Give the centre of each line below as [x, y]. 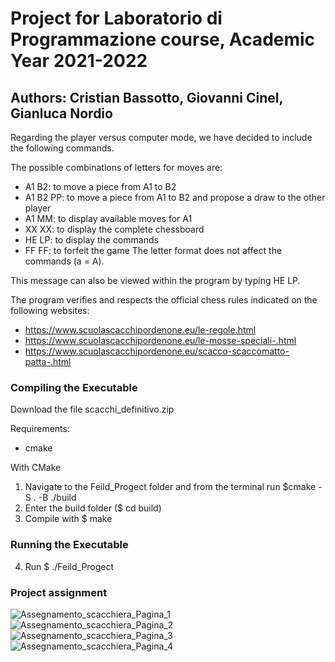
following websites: [50, 310]
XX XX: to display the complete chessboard [114, 229]
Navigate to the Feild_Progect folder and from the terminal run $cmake [170, 487]
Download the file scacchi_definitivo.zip [92, 409]
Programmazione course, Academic [163, 39]
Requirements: [40, 429]
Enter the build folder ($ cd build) [93, 508]
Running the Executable [69, 545]
